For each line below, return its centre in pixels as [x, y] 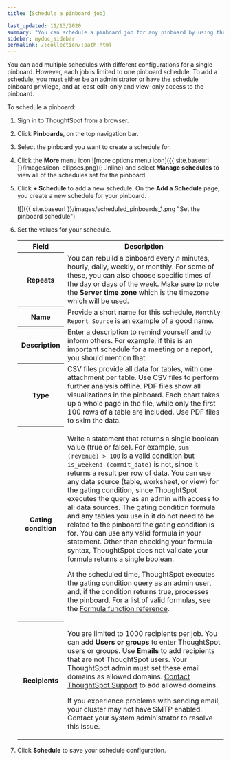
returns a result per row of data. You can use [140, 473]
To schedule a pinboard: [42, 107]
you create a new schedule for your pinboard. [81, 196]
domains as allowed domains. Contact [129, 676]
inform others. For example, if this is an [130, 340]
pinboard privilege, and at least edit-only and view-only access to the [106, 87]
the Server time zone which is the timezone [139, 292]
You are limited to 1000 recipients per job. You [143, 633]
